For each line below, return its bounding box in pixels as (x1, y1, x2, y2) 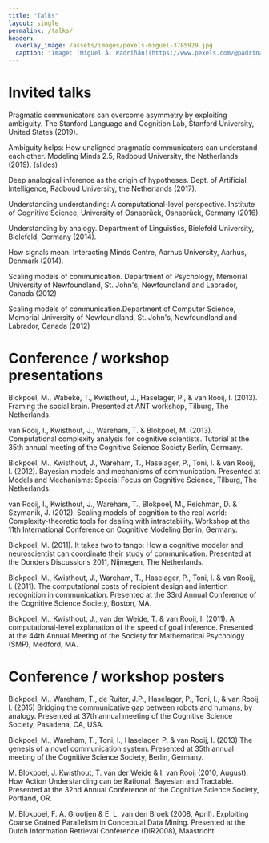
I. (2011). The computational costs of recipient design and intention (8, 581, 228, 590)
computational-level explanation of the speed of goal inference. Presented (8, 622, 254, 632)
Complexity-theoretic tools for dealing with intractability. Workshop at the (8, 516, 251, 525)
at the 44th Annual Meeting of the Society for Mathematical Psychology (8, 630, 245, 640)
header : (8, 34, 34, 43)
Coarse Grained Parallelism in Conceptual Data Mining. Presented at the (8, 817, 246, 827)
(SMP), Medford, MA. (8, 639, 78, 649)
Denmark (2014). (8, 256, 64, 265)
